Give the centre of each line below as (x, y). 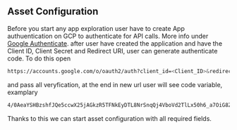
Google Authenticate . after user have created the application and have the (115, 43)
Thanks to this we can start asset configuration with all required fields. (109, 118)
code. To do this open (39, 58)
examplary (23, 92)
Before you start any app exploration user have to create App (96, 28)
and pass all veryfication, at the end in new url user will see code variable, (115, 84)
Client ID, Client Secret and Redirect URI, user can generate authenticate (113, 51)
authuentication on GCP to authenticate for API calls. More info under (108, 36)
